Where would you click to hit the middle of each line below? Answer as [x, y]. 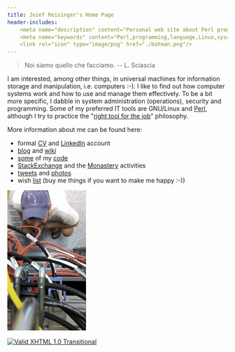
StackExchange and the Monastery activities [81, 165]
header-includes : [33, 22]
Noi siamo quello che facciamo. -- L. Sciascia [90, 65]
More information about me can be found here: [74, 130]
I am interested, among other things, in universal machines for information [114, 79]
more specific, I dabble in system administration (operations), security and [114, 101]
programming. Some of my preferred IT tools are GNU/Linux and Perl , [107, 109]
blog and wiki [37, 151]
